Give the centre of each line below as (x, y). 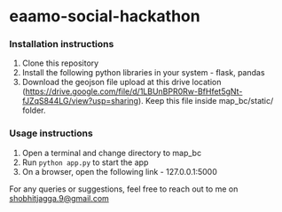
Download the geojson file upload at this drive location (121, 82)
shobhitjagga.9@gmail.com (59, 198)
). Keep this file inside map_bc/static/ (206, 101)
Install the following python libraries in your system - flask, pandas (143, 73)
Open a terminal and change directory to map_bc (112, 153)
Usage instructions (51, 133)
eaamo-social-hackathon (105, 16)
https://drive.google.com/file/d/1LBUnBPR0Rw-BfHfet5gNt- (134, 91)
